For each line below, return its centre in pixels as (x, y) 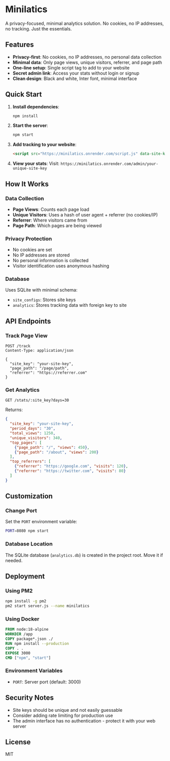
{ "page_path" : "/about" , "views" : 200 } (57, 452)
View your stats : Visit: (36, 164)
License (18, 742)
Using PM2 (19, 591)
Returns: (14, 410)
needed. (14, 560)
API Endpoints (28, 321)
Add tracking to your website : (44, 144)
